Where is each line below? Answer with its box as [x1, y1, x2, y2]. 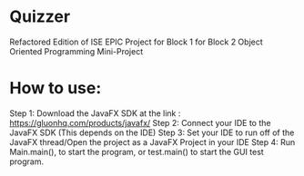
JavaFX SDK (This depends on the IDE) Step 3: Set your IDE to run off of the [9, 127, 295, 138]
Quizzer [9, 6, 71, 27]
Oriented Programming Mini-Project [9, 45, 144, 56]
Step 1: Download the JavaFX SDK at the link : [9, 107, 181, 119]
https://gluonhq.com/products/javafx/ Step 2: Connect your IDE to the [9, 117, 271, 128]
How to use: [9, 78, 102, 99]
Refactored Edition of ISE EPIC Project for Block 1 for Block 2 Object [9, 36, 264, 47]
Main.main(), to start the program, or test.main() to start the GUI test [9, 146, 264, 157]
